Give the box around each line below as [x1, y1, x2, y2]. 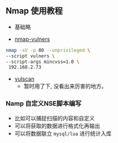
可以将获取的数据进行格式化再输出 [14, 122, 100, 130]
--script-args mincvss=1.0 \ [5, 59, 80, 65]
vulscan [14, 75, 35, 82]
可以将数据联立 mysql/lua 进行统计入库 [14, 130, 112, 137]
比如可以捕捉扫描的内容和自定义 [14, 114, 95, 122]
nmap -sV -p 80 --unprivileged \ [5, 47, 91, 53]
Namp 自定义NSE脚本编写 [5, 100, 82, 108]
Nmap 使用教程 [5, 5, 63, 16]
